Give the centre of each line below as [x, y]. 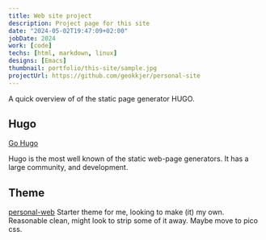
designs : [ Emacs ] [38, 61]
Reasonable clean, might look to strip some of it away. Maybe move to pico [133, 221]
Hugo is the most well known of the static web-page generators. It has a [129, 159]
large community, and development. [68, 168]
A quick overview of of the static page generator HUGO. [102, 98]
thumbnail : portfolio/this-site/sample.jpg [83, 68]
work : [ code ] [30, 46]
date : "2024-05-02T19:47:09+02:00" [68, 31]
